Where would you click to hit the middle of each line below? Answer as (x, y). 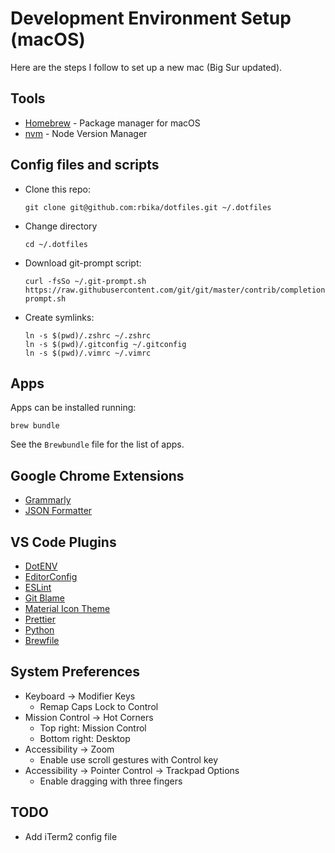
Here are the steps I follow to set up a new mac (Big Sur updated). (146, 67)
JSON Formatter (58, 511)
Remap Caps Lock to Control (99, 706)
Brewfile (42, 640)
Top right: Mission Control (93, 728)
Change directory (61, 226)
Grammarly (48, 500)
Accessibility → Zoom (69, 749)
